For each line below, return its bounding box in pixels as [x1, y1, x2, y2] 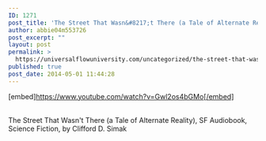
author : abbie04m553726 [8, 26, 87, 34]
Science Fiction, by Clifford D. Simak [8, 124, 127, 133]
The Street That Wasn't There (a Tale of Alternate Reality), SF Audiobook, [8, 115, 248, 124]
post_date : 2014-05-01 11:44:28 [8, 70, 115, 78]
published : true [8, 63, 62, 71]
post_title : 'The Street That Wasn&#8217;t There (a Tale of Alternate [8, 19, 249, 27]
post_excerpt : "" [8, 33, 66, 42]
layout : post [8, 41, 51, 49]
